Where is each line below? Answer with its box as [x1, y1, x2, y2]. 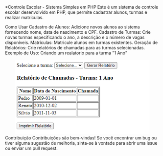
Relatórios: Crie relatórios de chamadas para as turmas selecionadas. [5, 45, 145, 50]
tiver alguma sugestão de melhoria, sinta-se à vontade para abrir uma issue [5, 140, 158, 146]
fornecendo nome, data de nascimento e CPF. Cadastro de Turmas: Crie [5, 29, 151, 35]
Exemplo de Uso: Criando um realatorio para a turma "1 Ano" [5, 50, 127, 56]
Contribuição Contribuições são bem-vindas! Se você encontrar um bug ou [5, 135, 157, 141]
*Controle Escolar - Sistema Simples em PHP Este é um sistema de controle [5, 4, 159, 10]
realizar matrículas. [5, 15, 44, 20]
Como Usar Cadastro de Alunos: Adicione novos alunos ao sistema [5, 24, 140, 30]
